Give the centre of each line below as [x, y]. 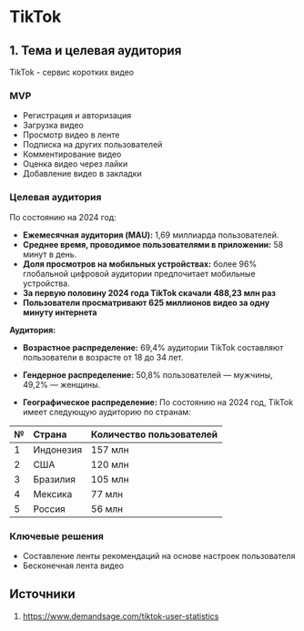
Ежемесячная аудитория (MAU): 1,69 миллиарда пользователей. [151, 235]
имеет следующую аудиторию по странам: [106, 412]
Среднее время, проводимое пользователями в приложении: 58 [153, 244]
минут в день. [50, 254]
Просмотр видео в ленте [71, 135]
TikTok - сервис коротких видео [72, 72]
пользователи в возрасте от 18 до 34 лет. [103, 357]
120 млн [110, 464]
